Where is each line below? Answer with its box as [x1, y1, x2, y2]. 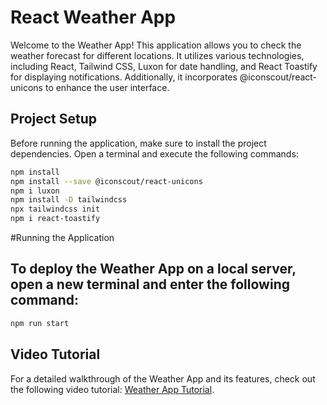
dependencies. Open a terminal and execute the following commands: [10, 147, 299, 160]
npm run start [10, 318, 70, 328]
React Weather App [10, 6, 177, 29]
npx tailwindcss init [10, 204, 101, 215]
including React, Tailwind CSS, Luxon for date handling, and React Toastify [10, 60, 318, 72]
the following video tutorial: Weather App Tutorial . [10, 383, 215, 395]
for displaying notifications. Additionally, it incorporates [10, 71, 238, 83]
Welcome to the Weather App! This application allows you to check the [10, 39, 302, 51]
